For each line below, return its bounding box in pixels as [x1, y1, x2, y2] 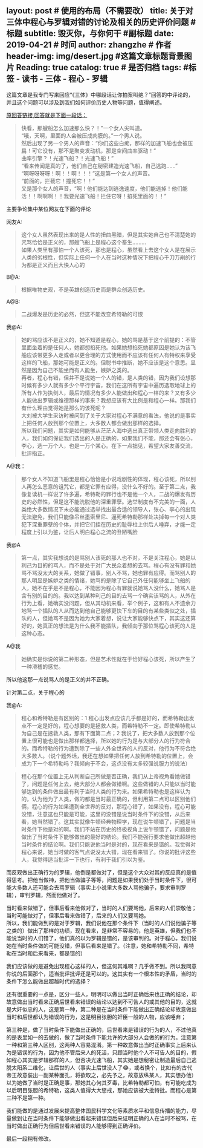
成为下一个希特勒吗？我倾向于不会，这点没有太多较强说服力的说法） [21, 759, 191, 767]
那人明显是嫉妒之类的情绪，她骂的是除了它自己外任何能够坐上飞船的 [21, 577, 191, 584]
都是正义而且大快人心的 [26, 261, 85, 268]
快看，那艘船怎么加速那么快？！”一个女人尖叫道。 [21, 124, 146, 131]
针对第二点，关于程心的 [6, 689, 65, 696]
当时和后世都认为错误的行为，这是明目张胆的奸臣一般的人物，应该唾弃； [6, 1013, 186, 1020]
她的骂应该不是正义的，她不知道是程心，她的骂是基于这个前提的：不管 [21, 336, 196, 343]
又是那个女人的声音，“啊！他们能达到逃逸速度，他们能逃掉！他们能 [21, 185, 188, 192]
